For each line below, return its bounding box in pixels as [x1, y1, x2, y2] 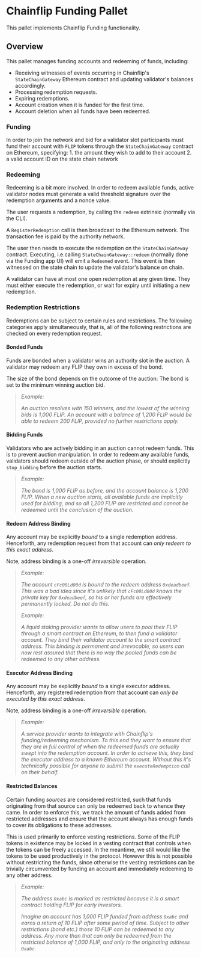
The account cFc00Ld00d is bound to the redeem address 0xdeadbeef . [20, 581, 191, 588]
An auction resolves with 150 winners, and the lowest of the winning [20, 404, 190, 411]
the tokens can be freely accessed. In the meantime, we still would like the [6, 846, 190, 853]
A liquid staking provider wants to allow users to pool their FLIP [20, 624, 178, 631]
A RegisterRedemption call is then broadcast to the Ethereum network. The [6, 227, 190, 234]
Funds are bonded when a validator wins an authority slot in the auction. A [6, 357, 190, 364]
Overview [6, 42, 44, 52]
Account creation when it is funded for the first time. [14, 101, 145, 108]
